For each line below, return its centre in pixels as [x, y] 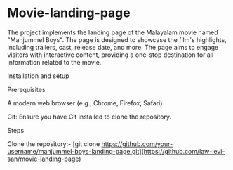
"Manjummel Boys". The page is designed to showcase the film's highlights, [117, 39]
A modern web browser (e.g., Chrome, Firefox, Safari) [85, 103]
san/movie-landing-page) [44, 159]
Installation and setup [38, 76]
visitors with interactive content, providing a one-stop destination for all [111, 55]
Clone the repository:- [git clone [54, 144]
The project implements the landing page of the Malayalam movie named [113, 32]
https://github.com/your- [137, 144]
